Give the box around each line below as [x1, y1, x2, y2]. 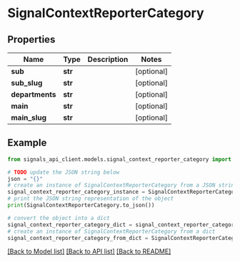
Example [7, 137, 47, 149]
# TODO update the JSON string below [7, 169, 120, 176]
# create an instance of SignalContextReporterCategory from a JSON [7, 182, 216, 189]
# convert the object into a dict [7, 214, 111, 221]
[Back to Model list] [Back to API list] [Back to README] [7, 247, 171, 256]
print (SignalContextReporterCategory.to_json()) [7, 201, 155, 209]
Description [87, 55, 129, 64]
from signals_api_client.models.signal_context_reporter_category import [7, 155, 232, 163]
